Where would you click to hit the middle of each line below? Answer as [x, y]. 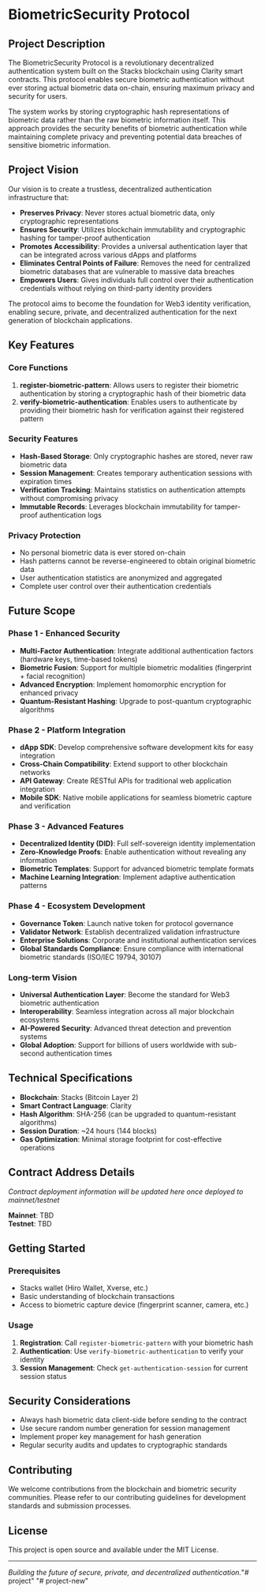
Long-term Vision [43, 977]
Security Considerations [70, 1401]
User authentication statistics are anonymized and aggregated [121, 578]
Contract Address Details [72, 1172]
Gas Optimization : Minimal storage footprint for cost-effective [121, 1139]
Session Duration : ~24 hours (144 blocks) [88, 1131]
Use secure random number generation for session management [125, 1429]
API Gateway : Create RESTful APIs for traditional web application [125, 781]
